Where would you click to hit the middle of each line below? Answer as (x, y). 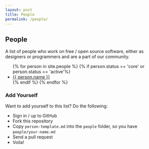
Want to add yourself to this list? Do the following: (56, 106)
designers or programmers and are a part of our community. (67, 57)
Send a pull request (33, 137)
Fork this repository (33, 121)
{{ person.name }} (31, 77)
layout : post (19, 10)
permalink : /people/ (27, 19)
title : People (20, 14)
